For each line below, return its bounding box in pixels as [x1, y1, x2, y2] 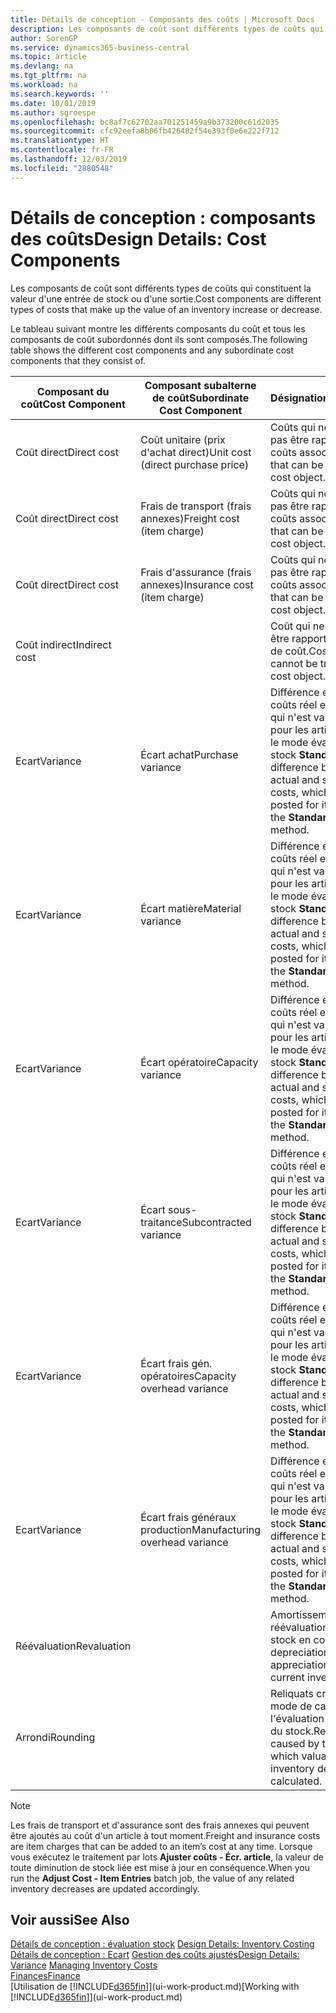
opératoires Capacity [140, 1369, 237, 1383]
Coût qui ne [270, 619, 325, 633]
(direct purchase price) [140, 457, 250, 471]
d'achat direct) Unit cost [140, 445, 252, 459]
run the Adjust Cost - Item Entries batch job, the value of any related [10, 1872, 295, 1884]
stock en [270, 1632, 312, 1646]
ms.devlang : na [10, 61, 74, 71]
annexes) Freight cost [140, 511, 240, 525]
